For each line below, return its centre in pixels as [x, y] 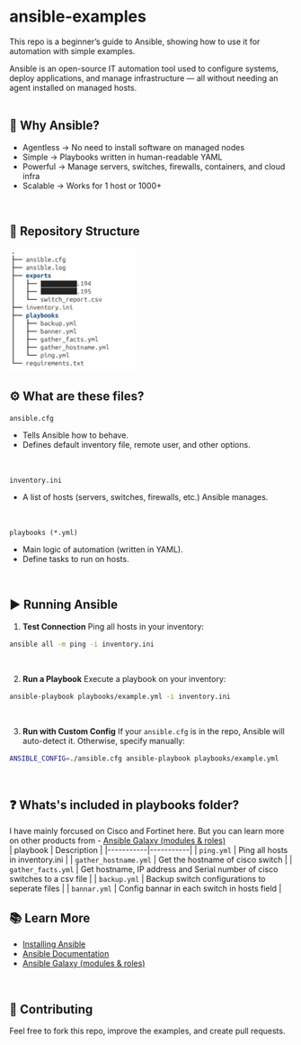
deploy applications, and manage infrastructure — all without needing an [144, 77]
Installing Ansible [54, 944]
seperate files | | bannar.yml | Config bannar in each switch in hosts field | [146, 888]
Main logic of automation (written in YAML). [102, 550]
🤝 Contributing [51, 1009]
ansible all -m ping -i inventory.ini [82, 644]
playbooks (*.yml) [44, 533]
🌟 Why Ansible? [55, 126]
